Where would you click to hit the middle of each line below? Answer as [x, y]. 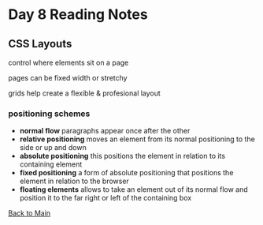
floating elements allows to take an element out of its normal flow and [133, 189]
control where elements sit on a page [69, 62]
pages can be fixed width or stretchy [68, 78]
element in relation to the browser [74, 181]
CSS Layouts [40, 44]
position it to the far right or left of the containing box [106, 198]
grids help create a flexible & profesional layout [85, 93]
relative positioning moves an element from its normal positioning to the [137, 139]
